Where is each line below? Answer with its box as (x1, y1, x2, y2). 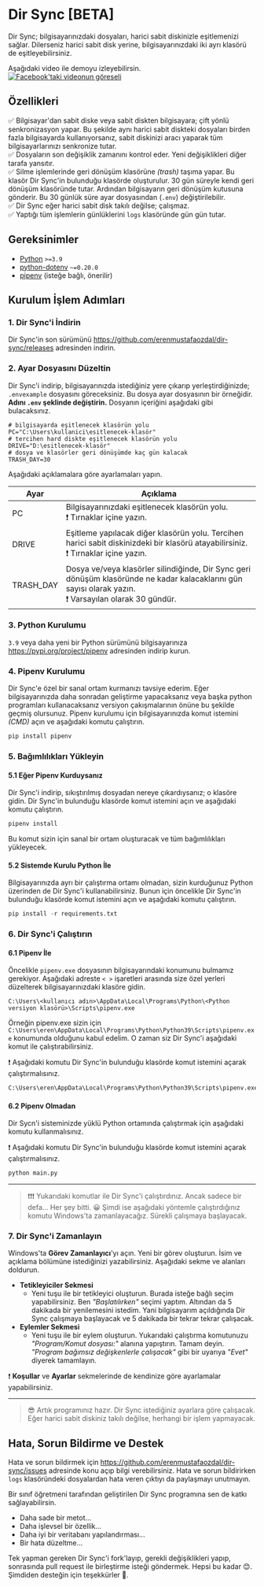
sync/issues (8, 1466, 47, 1475)
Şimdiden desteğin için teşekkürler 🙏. (8, 1570, 129, 1580)
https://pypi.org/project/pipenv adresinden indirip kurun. (8, 646, 191, 655)
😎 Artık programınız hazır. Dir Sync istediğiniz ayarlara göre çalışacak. (27, 1405, 255, 1415)
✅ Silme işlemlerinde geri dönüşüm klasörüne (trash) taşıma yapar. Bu (8, 167, 235, 176)
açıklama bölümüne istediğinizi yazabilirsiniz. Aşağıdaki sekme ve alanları (8, 1257, 246, 1267)
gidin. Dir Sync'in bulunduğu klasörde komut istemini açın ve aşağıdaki (8, 797, 236, 806)
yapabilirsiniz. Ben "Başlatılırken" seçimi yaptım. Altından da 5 (31, 1297, 233, 1307)
